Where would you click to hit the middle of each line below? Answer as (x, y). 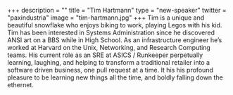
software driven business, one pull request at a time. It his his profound (110, 70)
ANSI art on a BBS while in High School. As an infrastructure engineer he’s (115, 40)
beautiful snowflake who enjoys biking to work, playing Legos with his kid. (115, 25)
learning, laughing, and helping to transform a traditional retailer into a (108, 62)
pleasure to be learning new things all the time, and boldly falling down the (115, 77)
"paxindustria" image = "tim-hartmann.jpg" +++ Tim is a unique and (106, 18)
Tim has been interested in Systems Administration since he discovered (111, 32)
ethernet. (20, 85)
